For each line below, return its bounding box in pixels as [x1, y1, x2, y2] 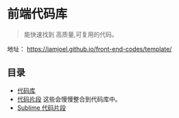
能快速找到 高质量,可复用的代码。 [23, 30, 118, 38]
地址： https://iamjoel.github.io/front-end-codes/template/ [7, 45, 172, 53]
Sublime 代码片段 [16, 104, 67, 112]
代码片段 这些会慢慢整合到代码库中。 [16, 95, 121, 103]
